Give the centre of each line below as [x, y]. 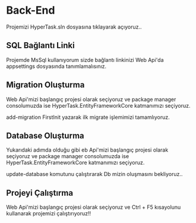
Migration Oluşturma [45, 85]
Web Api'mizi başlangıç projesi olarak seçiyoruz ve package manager [91, 99]
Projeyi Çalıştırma [39, 193]
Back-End [31, 10]
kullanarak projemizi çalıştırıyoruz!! [49, 213]
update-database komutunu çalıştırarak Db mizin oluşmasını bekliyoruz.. [94, 174]
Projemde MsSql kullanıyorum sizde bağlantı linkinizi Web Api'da [85, 59]
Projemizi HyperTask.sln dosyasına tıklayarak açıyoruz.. [74, 27]
